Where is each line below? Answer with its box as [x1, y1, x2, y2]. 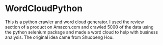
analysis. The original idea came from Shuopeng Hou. [5, 34, 114, 40]
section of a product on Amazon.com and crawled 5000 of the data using [5, 24, 154, 30]
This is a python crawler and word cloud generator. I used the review [5, 19, 144, 25]
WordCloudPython [5, 3, 82, 14]
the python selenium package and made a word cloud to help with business [5, 29, 158, 35]
